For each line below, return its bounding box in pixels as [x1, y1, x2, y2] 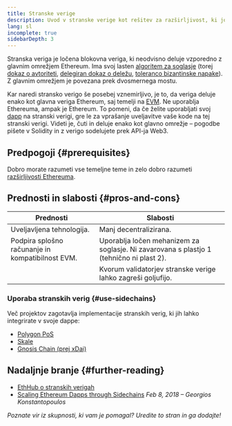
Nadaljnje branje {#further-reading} [7, 365, 165, 376]
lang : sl [7, 23, 32, 30]
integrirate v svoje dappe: [7, 317, 80, 325]
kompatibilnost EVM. [10, 253, 78, 262]
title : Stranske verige [7, 10, 76, 17]
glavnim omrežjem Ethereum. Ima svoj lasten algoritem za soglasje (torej [7, 62, 213, 70]
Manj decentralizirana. [99, 224, 171, 234]
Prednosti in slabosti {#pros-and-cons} [7, 193, 181, 204]
